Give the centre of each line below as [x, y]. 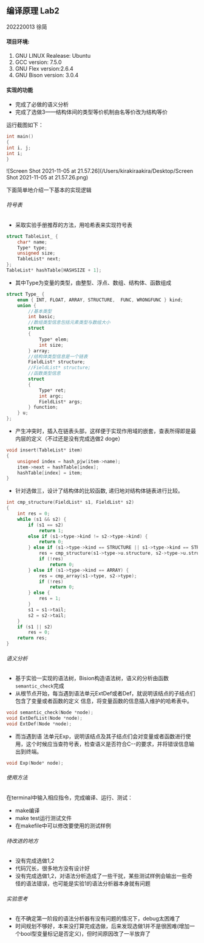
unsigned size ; [36, 253]
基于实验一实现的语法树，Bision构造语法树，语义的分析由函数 [92, 678]
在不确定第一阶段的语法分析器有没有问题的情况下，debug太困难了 [97, 919]
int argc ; [51, 396]
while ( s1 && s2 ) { [42, 519]
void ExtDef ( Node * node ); [39, 724]
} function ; [43, 407]
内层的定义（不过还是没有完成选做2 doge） [69, 439]
